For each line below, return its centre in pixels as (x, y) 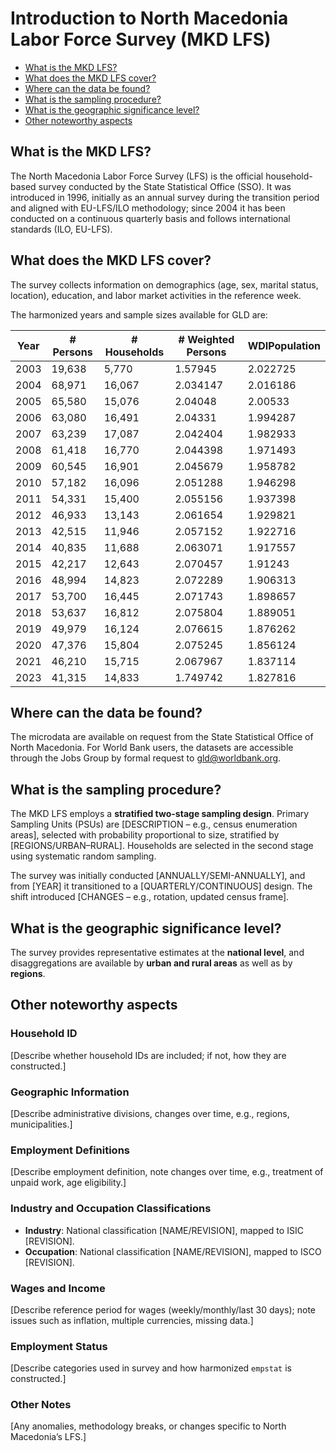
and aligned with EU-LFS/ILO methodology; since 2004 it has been (148, 208)
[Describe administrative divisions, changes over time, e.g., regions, (150, 1113)
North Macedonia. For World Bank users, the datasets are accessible (152, 748)
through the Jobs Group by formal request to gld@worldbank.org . (146, 758)
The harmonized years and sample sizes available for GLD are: (139, 314)
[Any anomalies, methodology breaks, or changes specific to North (148, 1426)
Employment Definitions (70, 1150)
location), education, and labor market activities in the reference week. (156, 295)
